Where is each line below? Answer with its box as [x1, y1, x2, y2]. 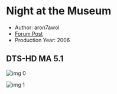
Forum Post [14, 30, 43, 37]
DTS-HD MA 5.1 [6, 54, 64, 64]
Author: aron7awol [14, 24, 60, 31]
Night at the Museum [6, 4, 112, 18]
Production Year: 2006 [14, 36, 70, 43]
